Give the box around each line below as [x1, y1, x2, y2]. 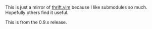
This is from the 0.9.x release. [5, 19, 67, 25]
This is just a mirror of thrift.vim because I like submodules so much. [5, 4, 147, 10]
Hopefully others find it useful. [5, 9, 69, 15]
